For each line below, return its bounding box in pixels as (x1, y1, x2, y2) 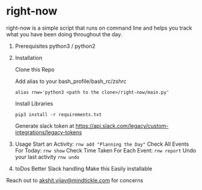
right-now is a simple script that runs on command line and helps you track (6, 24, 192, 31)
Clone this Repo (14, 65, 55, 73)
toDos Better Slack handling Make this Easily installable (14, 165, 153, 172)
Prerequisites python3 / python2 (14, 42, 95, 50)
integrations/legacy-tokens (14, 128, 83, 136)
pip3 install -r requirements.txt (14, 111, 102, 117)
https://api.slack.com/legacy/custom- (75, 122, 169, 129)
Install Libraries (14, 100, 53, 107)
